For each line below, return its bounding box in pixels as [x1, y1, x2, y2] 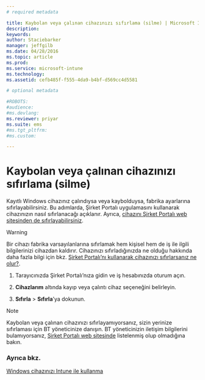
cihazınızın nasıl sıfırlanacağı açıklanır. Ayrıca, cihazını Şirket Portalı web [6, 210, 187, 218]
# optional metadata [6, 88, 59, 94]
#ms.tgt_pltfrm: [6, 127, 48, 133]
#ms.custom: [6, 132, 37, 139]
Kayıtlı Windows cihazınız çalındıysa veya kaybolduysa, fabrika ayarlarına [6, 198, 190, 205]
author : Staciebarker [6, 37, 62, 43]
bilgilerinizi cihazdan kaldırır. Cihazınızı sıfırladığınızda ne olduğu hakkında [6, 247, 192, 254]
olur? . [6, 260, 21, 267]
